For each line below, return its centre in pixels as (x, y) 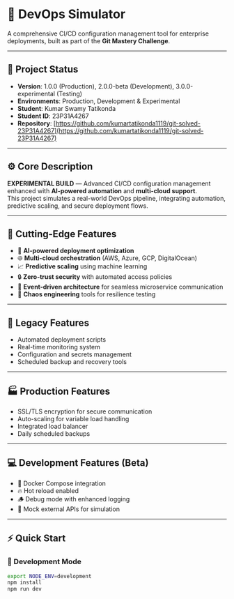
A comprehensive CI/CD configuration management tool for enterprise (108, 33)
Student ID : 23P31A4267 (53, 116)
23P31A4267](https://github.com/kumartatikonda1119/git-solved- (110, 130)
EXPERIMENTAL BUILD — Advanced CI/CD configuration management (109, 183)
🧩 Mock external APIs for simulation (69, 509)
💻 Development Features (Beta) (78, 463)
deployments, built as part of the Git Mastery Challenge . (89, 40)
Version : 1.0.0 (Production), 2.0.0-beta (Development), (96, 86)
